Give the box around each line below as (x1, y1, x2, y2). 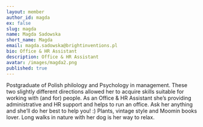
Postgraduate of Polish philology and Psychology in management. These (6, 82, 188, 89)
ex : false (6, 20, 32, 26)
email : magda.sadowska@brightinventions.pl (6, 43, 118, 49)
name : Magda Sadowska (6, 31, 61, 37)
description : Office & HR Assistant (6, 54, 99, 60)
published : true (6, 65, 47, 71)
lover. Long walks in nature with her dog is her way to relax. (6, 114, 155, 121)
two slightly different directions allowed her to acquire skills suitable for (6, 88, 184, 96)
